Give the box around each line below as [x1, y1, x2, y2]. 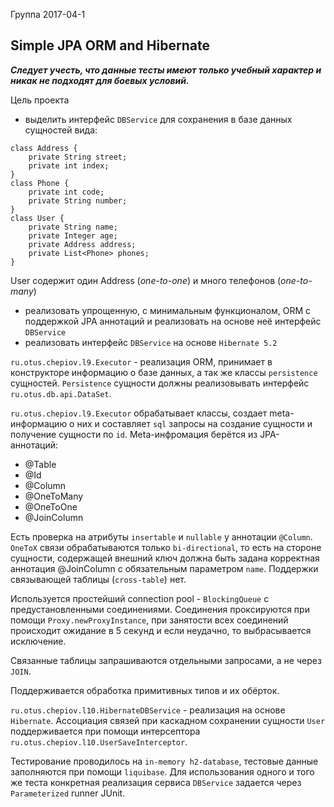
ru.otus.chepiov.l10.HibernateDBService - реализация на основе [10, 704, 286, 716]
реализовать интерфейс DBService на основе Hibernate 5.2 [24, 336, 278, 348]
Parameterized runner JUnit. [10, 787, 126, 799]
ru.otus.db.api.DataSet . [10, 387, 112, 399]
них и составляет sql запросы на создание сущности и [76, 417, 313, 429]
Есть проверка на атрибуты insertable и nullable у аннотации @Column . [10, 530, 313, 543]
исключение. [10, 635, 67, 647]
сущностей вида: [24, 124, 98, 136]
